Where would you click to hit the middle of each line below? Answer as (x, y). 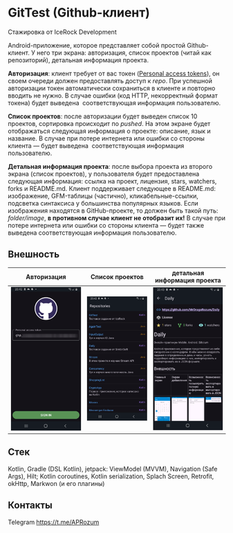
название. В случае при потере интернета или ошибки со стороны (106, 138)
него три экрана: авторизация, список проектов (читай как (124, 53)
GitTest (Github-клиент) (79, 13)
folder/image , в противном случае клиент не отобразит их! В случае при (117, 218)
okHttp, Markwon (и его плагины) (56, 483)
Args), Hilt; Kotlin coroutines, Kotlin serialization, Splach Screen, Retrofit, (111, 476)
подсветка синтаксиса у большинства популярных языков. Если (103, 203)
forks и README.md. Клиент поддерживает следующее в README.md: (112, 188)
